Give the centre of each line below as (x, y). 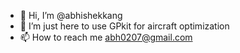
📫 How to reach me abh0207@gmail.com (106, 37)
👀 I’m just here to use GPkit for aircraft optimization (124, 26)
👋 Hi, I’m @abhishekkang (71, 15)
